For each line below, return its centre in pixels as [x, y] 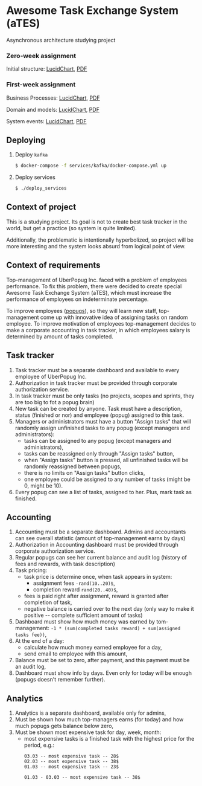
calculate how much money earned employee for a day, [93, 648]
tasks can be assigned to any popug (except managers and [98, 440]
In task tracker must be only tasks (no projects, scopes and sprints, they [105, 396]
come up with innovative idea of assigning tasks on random [114, 317]
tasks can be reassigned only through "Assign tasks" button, [99, 453]
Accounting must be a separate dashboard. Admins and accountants [100, 532]
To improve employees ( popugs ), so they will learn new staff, [82, 311]
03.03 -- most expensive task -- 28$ [71, 756]
